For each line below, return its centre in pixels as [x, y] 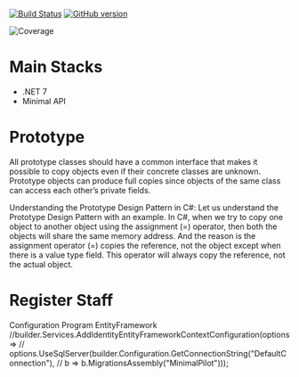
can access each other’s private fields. [80, 190]
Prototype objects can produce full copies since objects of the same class [145, 180]
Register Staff [61, 301]
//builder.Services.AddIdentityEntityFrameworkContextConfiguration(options [149, 334]
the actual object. [41, 264]
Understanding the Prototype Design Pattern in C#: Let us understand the [144, 207]
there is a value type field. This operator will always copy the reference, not [148, 255]
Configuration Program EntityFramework [83, 324]
